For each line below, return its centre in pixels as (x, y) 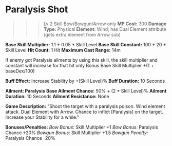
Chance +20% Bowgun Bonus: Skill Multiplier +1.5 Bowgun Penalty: (77, 133)
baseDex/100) (20, 71)
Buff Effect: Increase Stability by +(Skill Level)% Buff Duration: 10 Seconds (85, 81)
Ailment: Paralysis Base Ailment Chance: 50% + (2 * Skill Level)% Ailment (86, 90)
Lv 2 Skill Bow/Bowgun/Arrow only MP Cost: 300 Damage (105, 24)
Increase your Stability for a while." (42, 117)
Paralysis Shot (37, 10)
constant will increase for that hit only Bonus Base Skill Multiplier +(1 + (80, 65)
